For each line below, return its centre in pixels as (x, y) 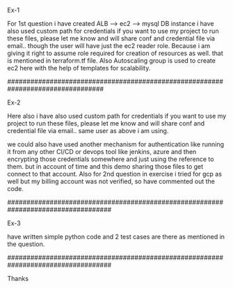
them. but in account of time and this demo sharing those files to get (105, 166)
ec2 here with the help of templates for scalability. (79, 68)
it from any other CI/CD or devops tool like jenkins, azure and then (102, 152)
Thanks (18, 279)
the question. (26, 244)
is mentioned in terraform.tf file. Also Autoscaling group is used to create (111, 61)
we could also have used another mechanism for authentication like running (116, 144)
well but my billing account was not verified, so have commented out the (111, 181)
